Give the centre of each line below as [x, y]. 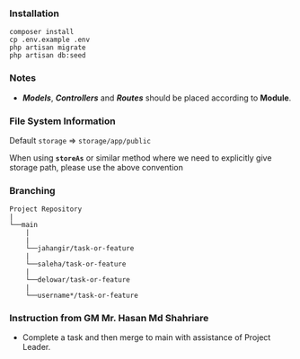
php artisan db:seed [48, 56]
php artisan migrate [48, 48]
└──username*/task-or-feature [82, 296]
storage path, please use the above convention [97, 167]
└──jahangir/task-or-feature [80, 249]
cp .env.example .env [50, 40]
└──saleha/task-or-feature [76, 264]
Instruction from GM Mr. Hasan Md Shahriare [109, 319]
